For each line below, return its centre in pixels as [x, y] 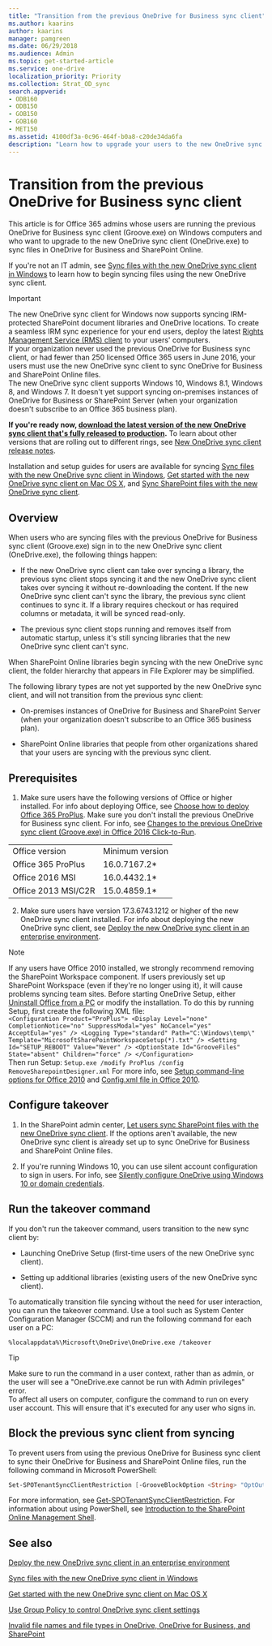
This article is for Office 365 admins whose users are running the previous [132, 224]
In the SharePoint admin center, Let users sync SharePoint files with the [139, 1124]
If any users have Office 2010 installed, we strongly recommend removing [132, 968]
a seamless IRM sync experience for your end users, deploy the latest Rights [136, 332]
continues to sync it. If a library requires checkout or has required [129, 605]
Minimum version [136, 851]
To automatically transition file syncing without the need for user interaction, [136, 1301]
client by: [23, 1237]
